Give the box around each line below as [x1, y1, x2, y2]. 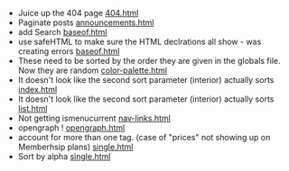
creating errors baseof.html [17, 46, 120, 57]
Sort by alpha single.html [17, 151, 111, 161]
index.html [17, 85, 58, 94]
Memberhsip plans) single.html [17, 141, 134, 152]
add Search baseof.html [17, 27, 107, 37]
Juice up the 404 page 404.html [17, 8, 139, 18]
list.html [17, 103, 48, 113]
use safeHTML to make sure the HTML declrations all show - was [17, 36, 262, 47]
